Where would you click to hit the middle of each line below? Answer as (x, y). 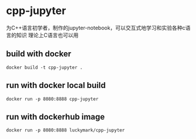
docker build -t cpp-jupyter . (44, 67)
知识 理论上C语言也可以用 (47, 35)
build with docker (39, 54)
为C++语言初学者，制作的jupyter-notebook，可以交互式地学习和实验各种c (96, 28)
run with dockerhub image (55, 116)
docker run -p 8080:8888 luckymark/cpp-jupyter (66, 130)
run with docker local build (56, 85)
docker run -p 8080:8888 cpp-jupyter (52, 99)
